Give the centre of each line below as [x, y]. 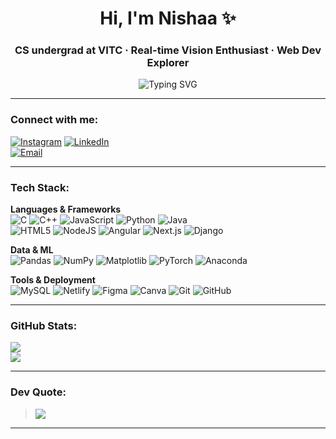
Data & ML [32, 250]
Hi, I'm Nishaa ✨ [168, 18]
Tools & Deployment [53, 280]
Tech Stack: [40, 187]
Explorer [168, 63]
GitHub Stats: [44, 325]
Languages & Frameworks [66, 209]
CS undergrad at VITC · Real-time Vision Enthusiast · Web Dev [168, 50]
